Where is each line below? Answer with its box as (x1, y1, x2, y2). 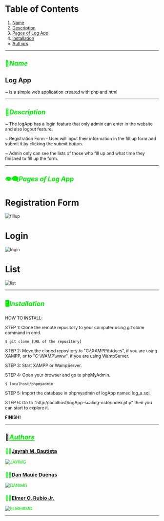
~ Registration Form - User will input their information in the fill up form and (5, 135, 156, 141)
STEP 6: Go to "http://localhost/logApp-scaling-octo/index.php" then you (5, 399, 152, 405)
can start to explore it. (5, 405, 49, 411)
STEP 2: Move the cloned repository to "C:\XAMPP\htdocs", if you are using (5, 347, 158, 354)
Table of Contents (5, 3, 79, 15)
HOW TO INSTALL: (5, 315, 43, 321)
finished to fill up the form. (5, 156, 59, 161)
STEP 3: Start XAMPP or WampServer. (5, 362, 82, 368)
